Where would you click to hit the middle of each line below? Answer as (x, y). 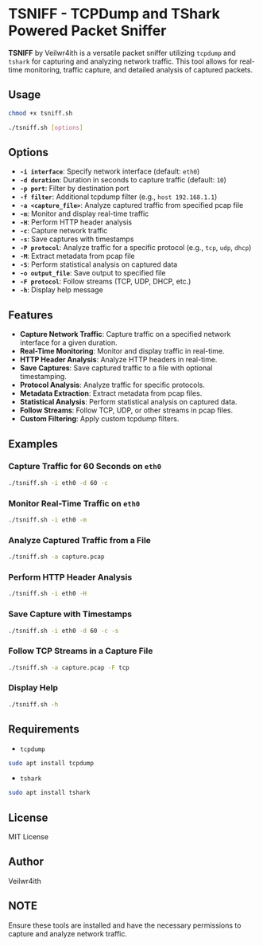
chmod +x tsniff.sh (41, 113)
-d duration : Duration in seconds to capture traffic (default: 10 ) (123, 180)
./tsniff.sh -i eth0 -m (48, 520)
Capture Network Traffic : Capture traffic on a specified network (125, 334)
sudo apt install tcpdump (51, 763)
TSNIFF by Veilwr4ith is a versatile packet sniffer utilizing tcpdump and (122, 53)
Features (31, 315)
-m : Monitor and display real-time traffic (84, 214)
